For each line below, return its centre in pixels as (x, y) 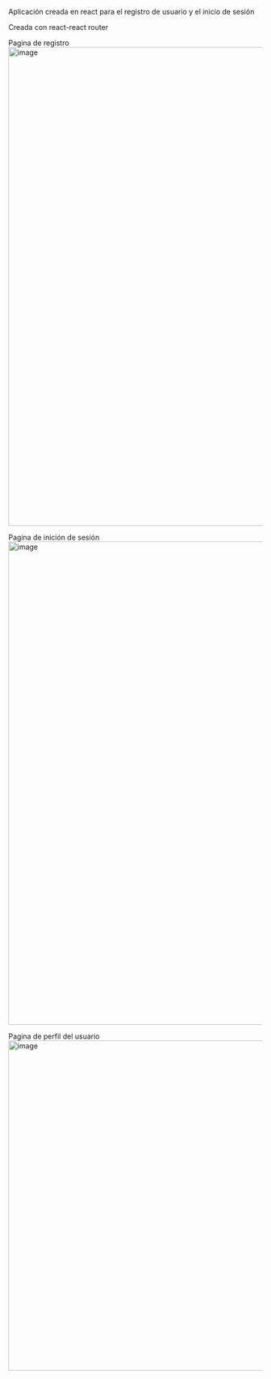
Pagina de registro (39, 43)
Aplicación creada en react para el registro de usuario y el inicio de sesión (131, 12)
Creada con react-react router (58, 27)
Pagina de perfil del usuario (54, 1036)
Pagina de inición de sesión (54, 537)
